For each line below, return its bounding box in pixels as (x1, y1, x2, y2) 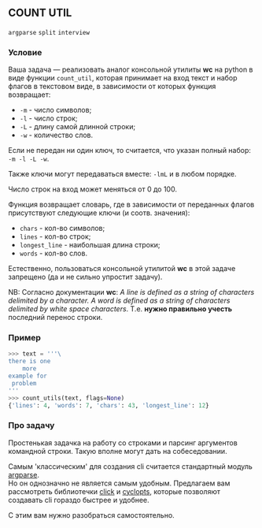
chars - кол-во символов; (19, 224, 105, 233)
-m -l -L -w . (8, 154, 50, 164)
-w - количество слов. (19, 130, 94, 140)
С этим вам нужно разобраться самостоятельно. (8, 510, 175, 519)
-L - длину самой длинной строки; (19, 122, 136, 132)
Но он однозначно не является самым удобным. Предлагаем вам (8, 478, 231, 488)
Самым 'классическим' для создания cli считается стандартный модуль (8, 461, 253, 471)
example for (8, 372, 47, 381)
